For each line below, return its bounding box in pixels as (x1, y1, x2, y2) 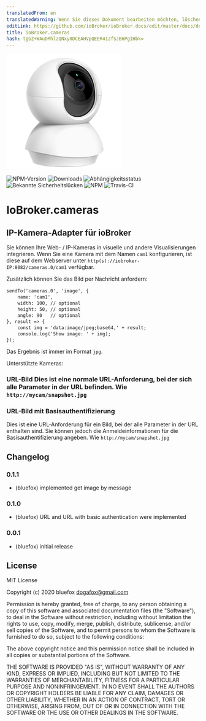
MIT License (6, 577, 38, 584)
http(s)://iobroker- (88, 258, 140, 264)
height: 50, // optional (17, 306, 81, 313)
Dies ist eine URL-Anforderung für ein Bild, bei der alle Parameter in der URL (6, 421, 199, 428)
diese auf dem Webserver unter (6, 257, 87, 264)
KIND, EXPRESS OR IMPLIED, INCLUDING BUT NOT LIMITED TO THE (6, 670, 180, 677)
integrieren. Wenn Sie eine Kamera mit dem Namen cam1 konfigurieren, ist (6, 251, 193, 258)
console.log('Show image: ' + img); (17, 331, 112, 337)
